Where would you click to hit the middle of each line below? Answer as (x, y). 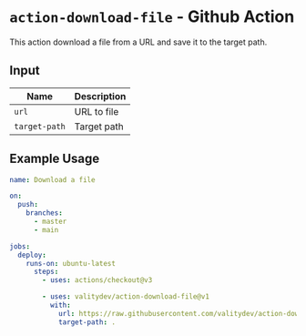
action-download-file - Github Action (152, 17)
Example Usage (55, 159)
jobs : (20, 246)
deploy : (32, 255)
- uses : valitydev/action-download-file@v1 (126, 297)
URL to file (97, 111)
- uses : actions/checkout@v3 (97, 280)
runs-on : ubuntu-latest (71, 263)
